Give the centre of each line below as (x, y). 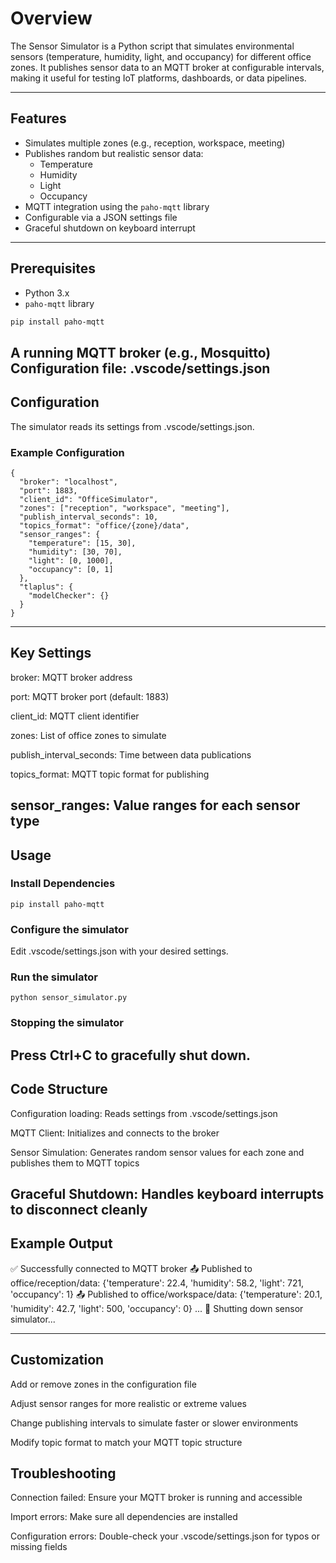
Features (38, 118)
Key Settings (51, 653)
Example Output (61, 1243)
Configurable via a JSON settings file (101, 217)
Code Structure (59, 1089)
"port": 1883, (48, 490)
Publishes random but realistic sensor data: (114, 153)
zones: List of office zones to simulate (88, 735)
